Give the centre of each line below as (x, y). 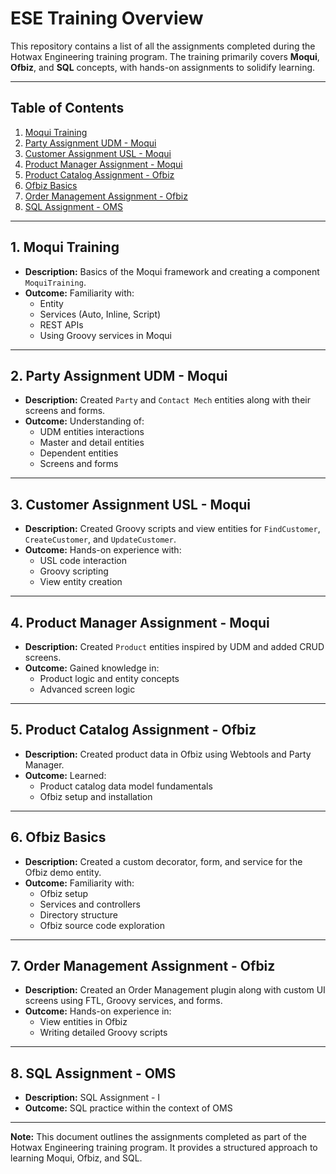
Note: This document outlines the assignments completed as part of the (158, 1137)
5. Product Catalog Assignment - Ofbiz (133, 730)
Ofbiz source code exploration (102, 925)
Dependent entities (79, 453)
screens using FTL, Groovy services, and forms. (123, 1001)
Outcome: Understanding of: (84, 421)
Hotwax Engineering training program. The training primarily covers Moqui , (165, 56)
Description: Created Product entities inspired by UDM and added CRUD (174, 646)
